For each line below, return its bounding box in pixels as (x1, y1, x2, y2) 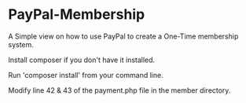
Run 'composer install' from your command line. (8, 70, 163, 79)
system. (8, 39, 34, 49)
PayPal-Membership (8, 6, 145, 24)
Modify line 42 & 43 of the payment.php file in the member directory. (8, 85, 231, 95)
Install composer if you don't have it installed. (8, 55, 156, 64)
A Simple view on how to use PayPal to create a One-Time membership (8, 31, 239, 41)
